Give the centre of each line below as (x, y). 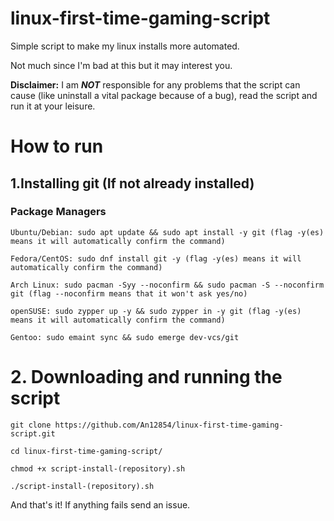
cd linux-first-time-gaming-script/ (86, 451)
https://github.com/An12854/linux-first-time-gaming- (169, 425)
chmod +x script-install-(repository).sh (98, 468)
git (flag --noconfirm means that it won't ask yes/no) (129, 293)
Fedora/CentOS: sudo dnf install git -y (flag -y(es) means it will (156, 258)
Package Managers (58, 212)
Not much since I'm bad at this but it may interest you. (121, 65)
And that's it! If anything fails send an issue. (100, 504)
